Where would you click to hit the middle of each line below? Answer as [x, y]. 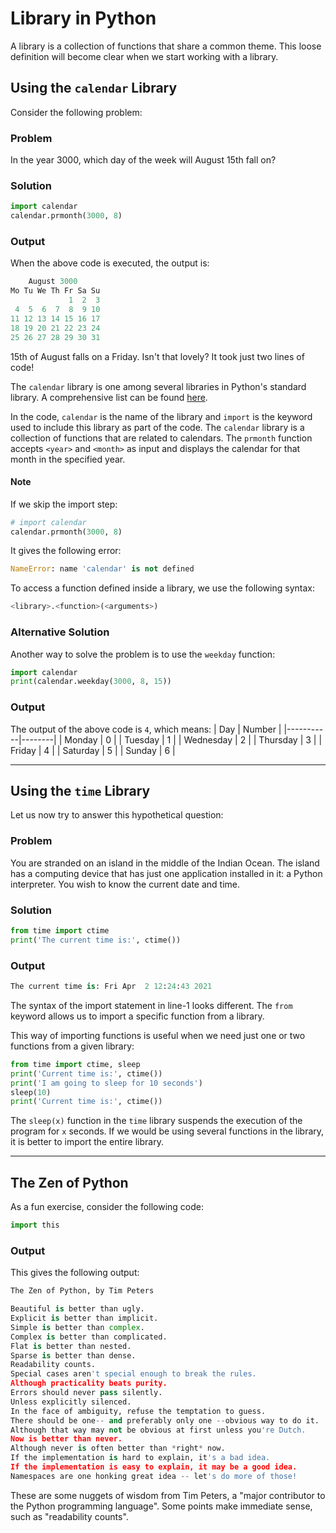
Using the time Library [80, 790]
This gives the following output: [75, 1273]
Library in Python [83, 18]
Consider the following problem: [76, 112]
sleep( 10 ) [31, 1092]
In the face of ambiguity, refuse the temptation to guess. [138, 1411]
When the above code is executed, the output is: [110, 263]
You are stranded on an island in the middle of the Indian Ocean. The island [165, 863]
